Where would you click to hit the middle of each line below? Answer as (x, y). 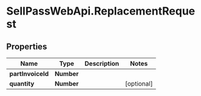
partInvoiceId (29, 74)
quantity (22, 84)
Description (102, 63)
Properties (27, 46)
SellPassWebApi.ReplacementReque (101, 11)
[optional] (139, 84)
